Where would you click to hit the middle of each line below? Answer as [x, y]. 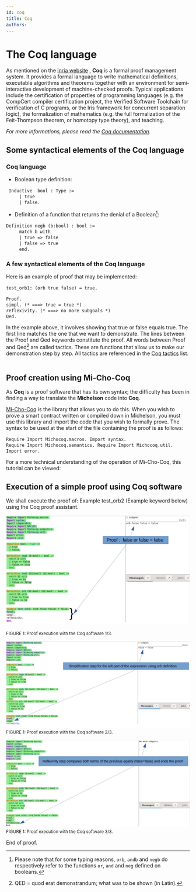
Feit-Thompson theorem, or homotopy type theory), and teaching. [85, 120]
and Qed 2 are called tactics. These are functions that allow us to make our [95, 346]
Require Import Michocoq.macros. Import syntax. [66, 440]
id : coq [15, 12]
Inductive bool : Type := [41, 191]
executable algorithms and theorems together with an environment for [90, 83]
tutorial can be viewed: [34, 469]
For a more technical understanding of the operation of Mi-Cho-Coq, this [94, 462]
